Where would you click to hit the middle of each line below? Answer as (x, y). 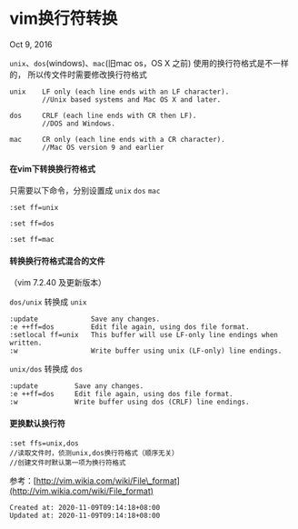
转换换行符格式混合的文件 (57, 261)
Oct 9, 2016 (31, 44)
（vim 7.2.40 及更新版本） (58, 283)
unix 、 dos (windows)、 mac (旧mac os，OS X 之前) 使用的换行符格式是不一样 (149, 63)
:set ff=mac (32, 240)
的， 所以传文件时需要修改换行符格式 (78, 75)
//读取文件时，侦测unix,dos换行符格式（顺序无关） (94, 453)
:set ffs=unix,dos (44, 443)
